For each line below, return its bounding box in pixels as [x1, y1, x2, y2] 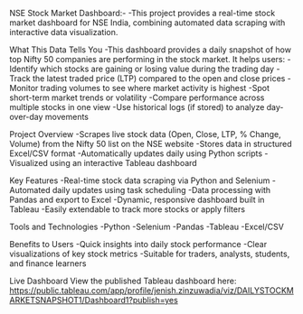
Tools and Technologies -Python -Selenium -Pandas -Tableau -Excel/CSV [9, 221, 285, 232]
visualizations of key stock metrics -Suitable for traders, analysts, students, [9, 248, 290, 259]
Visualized [9, 158, 48, 168]
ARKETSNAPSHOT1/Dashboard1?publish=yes [9, 295, 178, 305]
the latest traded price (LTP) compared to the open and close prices [32, 73, 286, 84]
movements [44, 112, 89, 122]
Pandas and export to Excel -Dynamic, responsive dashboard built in [9, 194, 265, 205]
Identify [9, 63, 38, 74]
